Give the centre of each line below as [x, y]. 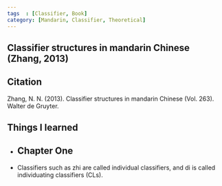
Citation [25, 82]
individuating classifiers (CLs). [60, 175]
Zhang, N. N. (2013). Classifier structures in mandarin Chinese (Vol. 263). [111, 99]
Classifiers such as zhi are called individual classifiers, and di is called [116, 167]
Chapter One [45, 151]
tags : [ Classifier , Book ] [47, 13]
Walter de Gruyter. [33, 106]
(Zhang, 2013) [38, 58]
